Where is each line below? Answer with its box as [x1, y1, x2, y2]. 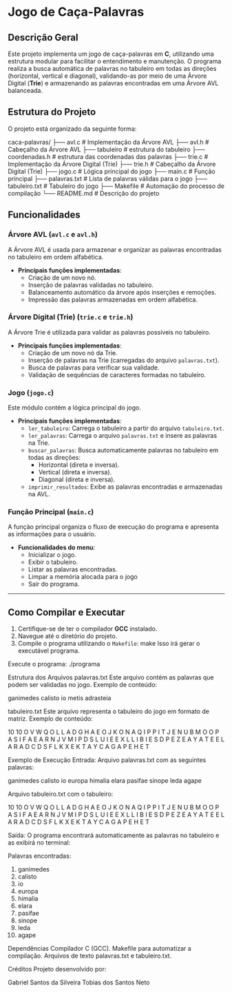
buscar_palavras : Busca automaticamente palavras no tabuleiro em [28, 446, 219, 454]
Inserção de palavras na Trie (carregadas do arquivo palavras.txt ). [28, 356, 220, 364]
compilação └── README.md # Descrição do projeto [8, 189, 160, 197]
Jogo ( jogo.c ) [8, 388, 54, 397]
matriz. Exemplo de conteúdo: [8, 715, 93, 723]
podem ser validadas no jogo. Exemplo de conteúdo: [8, 681, 158, 689]
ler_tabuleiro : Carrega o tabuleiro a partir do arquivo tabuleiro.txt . [28, 424, 224, 432]
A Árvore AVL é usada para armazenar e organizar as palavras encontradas [8, 245, 222, 253]
